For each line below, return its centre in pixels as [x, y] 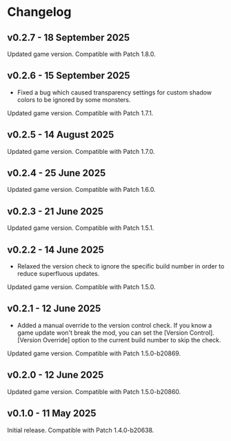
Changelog [39, 12]
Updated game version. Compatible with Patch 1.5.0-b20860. [94, 391]
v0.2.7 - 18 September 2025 [69, 38]
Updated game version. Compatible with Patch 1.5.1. [81, 228]
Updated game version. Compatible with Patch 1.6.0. [82, 190]
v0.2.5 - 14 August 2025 [61, 135]
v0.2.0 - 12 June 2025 [56, 375]
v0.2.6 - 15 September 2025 [69, 76]
